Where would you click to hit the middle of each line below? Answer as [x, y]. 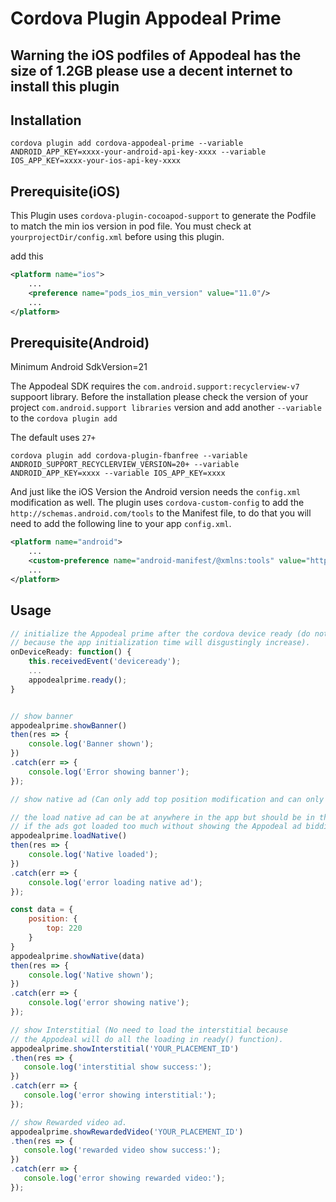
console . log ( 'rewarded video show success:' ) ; [122, 1150]
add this [27, 256]
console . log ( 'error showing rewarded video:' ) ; [124, 1178]
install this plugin [65, 86]
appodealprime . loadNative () [69, 836]
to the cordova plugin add [64, 418]
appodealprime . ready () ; [78, 680]
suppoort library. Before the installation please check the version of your [159, 397]
